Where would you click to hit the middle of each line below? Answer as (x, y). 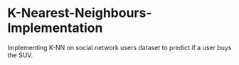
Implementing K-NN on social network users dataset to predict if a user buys (119, 47)
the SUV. (20, 55)
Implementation (55, 28)
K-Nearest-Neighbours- (80, 13)
